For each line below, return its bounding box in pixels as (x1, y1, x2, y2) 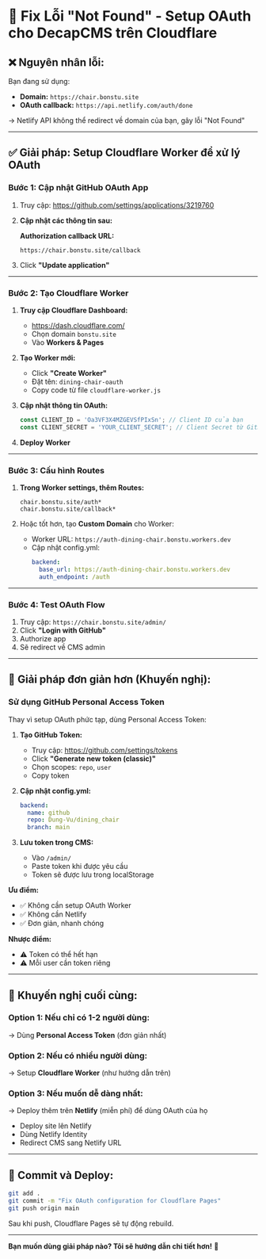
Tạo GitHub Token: (19, 729, 83, 740)
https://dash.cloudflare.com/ (31, 320, 125, 330)
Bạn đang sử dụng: (8, 77, 70, 86)
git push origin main (8, 1204, 80, 1212)
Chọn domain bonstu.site (31, 329, 117, 339)
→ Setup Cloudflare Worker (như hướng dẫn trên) (8, 1068, 172, 1077)
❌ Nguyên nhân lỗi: (8, 55, 104, 69)
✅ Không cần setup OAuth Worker (19, 901, 132, 910)
